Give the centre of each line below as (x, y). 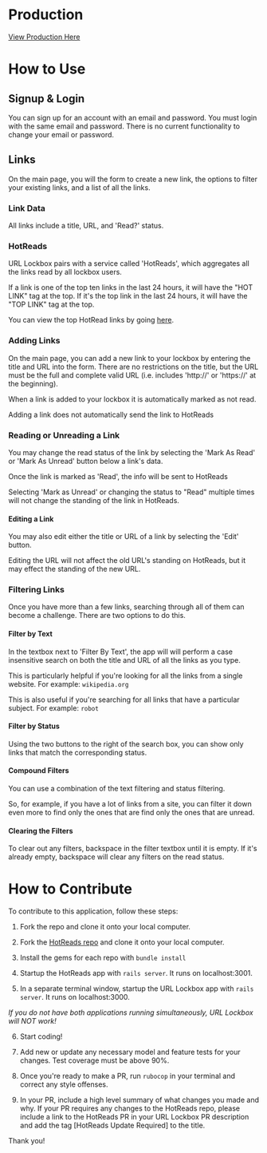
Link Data (27, 208)
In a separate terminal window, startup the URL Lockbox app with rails (137, 989)
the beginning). (33, 383)
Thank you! (27, 1141)
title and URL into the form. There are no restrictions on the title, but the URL (133, 367)
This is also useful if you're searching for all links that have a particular (124, 699)
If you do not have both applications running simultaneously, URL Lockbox (131, 1012)
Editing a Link (31, 519)
